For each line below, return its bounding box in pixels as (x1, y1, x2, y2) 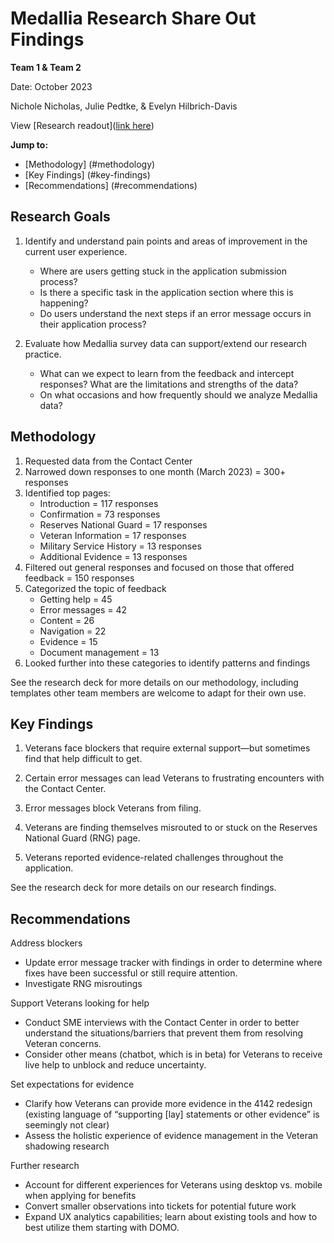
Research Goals (10, 208, 111, 226)
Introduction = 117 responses (39, 497, 159, 509)
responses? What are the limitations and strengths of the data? (39, 378, 299, 390)
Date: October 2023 (10, 80, 93, 92)
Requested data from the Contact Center (24, 455, 193, 467)
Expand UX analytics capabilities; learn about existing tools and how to (24, 1211, 318, 1223)
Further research (10, 1160, 80, 1172)
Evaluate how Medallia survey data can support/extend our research (24, 337, 307, 349)
